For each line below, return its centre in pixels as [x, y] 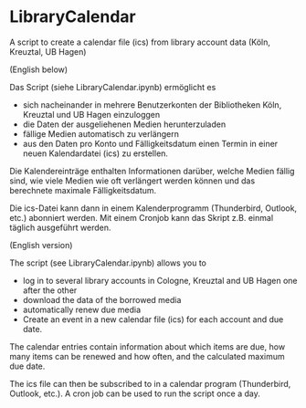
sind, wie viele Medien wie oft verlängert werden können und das [132, 181]
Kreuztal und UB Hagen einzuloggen [91, 114]
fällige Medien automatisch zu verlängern [101, 133]
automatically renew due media [82, 309]
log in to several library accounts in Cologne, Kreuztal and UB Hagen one [160, 280]
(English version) [41, 245]
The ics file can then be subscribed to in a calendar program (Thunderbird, [150, 383]
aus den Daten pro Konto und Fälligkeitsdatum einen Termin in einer [150, 143]
